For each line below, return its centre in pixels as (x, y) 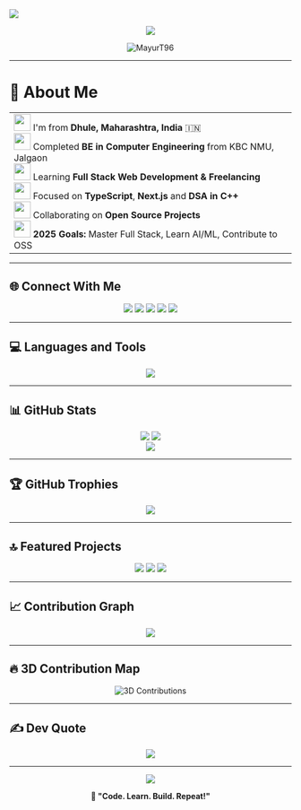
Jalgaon (30, 158)
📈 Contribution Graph (72, 607)
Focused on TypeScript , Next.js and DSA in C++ (136, 196)
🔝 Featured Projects (65, 546)
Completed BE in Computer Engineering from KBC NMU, (154, 146)
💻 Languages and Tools (77, 348)
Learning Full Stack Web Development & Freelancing (147, 177)
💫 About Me (54, 92)
